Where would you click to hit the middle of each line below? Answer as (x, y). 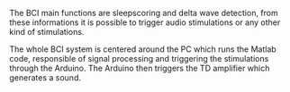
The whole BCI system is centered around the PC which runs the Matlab (143, 49)
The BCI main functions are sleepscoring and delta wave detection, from (144, 13)
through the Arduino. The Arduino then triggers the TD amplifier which (140, 68)
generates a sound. (45, 78)
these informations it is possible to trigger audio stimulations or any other (145, 22)
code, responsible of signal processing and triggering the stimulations (139, 59)
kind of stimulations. (47, 32)
